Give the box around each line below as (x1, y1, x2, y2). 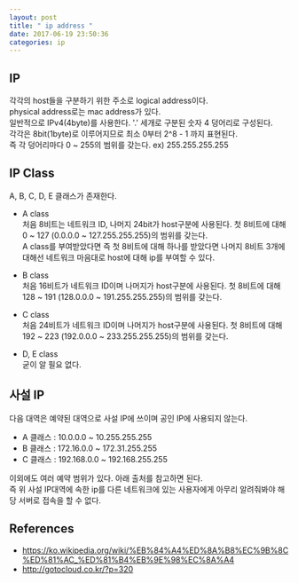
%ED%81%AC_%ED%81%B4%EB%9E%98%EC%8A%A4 (21, 554, 235, 564)
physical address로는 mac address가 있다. (9, 106, 161, 117)
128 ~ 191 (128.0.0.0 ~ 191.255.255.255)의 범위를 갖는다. (21, 291, 223, 302)
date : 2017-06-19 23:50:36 (9, 29, 109, 38)
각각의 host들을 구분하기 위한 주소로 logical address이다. (9, 95, 208, 106)
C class (21, 309, 50, 319)
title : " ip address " (9, 21, 93, 30)
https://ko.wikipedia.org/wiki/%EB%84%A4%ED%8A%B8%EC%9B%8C (21, 545, 289, 555)
